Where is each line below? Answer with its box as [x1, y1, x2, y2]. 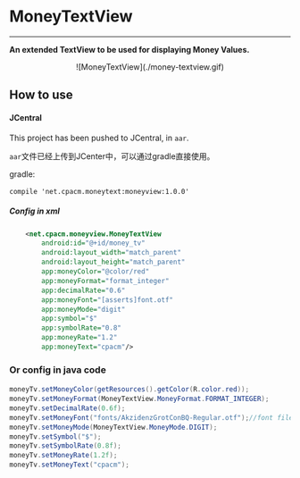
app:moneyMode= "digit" [41, 305, 126, 314]
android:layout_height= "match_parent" [41, 257, 186, 267]
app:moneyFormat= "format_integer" [41, 276, 170, 285]
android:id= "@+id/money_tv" [41, 239, 146, 247]
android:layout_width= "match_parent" [41, 248, 181, 257]
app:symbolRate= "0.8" [41, 323, 122, 332]
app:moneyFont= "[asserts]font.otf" [41, 295, 174, 305]
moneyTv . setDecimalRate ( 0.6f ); [9, 404, 126, 413]
